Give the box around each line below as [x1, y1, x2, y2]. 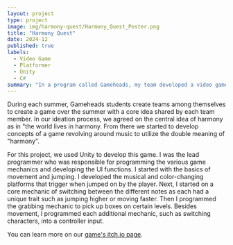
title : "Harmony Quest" [7, 29, 76, 37]
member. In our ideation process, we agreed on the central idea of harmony [7, 115, 223, 124]
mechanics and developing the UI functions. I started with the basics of [7, 165, 211, 174]
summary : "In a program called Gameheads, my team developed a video [7, 81, 213, 88]
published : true [7, 42, 54, 49]
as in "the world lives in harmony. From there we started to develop [7, 122, 199, 130]
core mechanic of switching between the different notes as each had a [7, 187, 209, 196]
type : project [7, 17, 49, 24]
